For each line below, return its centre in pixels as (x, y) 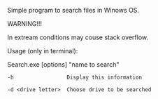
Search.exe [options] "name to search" (63, 65)
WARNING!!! (25, 24)
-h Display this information (74, 77)
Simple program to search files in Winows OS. (73, 10)
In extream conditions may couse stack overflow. (78, 37)
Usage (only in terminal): (43, 51)
